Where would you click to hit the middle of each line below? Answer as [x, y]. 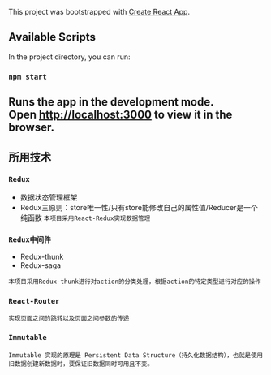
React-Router [34, 301]
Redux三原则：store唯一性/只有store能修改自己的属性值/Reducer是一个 [139, 207]
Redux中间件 [30, 239]
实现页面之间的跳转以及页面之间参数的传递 [69, 319]
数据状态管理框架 [49, 197]
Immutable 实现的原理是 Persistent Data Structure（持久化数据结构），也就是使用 [136, 355]
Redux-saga [41, 265]
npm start [28, 77]
